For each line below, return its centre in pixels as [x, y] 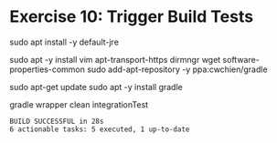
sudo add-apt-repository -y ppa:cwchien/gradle [177, 69]
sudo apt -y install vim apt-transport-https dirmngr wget [115, 59]
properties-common [47, 69]
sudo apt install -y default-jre [64, 42]
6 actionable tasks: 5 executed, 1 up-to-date [100, 129]
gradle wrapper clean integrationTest [79, 104]
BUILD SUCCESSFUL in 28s [57, 121]
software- [241, 59]
